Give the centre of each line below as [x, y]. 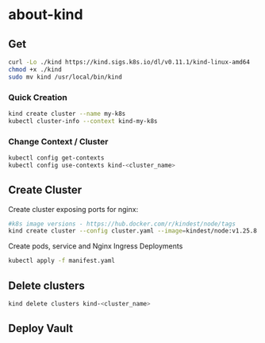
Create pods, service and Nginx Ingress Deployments [96, 246]
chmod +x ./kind [35, 69]
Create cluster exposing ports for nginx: [73, 209]
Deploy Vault [41, 328]
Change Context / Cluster [58, 141]
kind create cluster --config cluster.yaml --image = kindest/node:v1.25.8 [133, 231]
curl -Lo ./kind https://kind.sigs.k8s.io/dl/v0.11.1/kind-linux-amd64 [129, 62]
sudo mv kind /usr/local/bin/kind [65, 77]
